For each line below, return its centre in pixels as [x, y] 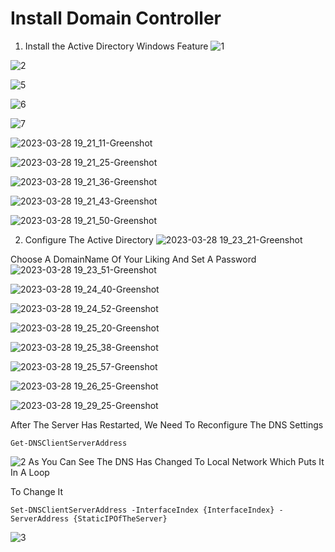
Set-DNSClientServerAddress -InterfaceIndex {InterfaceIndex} [142, 510]
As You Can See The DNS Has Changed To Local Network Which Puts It [176, 461]
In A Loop [30, 472]
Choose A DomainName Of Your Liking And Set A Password [133, 259]
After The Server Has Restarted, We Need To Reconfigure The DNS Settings [167, 424]
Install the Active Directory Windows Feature [116, 46]
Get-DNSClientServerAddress [69, 443]
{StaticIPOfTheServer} [120, 518]
